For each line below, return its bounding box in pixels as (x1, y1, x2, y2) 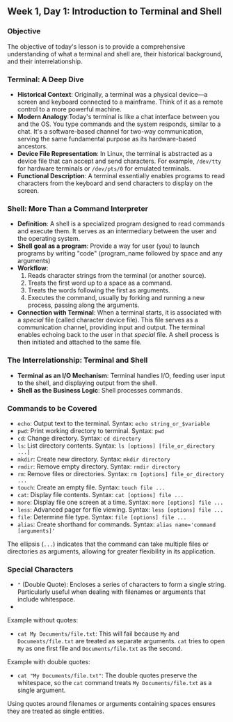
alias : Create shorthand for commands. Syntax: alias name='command (17, 520, 216, 528)
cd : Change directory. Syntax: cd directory (17, 434, 141, 442)
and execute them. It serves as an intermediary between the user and (17, 227, 217, 235)
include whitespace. (17, 595, 75, 604)
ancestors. (17, 142, 49, 150)
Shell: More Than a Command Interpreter (7, 203, 148, 213)
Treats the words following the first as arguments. (27, 286, 170, 295)
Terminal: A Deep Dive (7, 74, 85, 84)
